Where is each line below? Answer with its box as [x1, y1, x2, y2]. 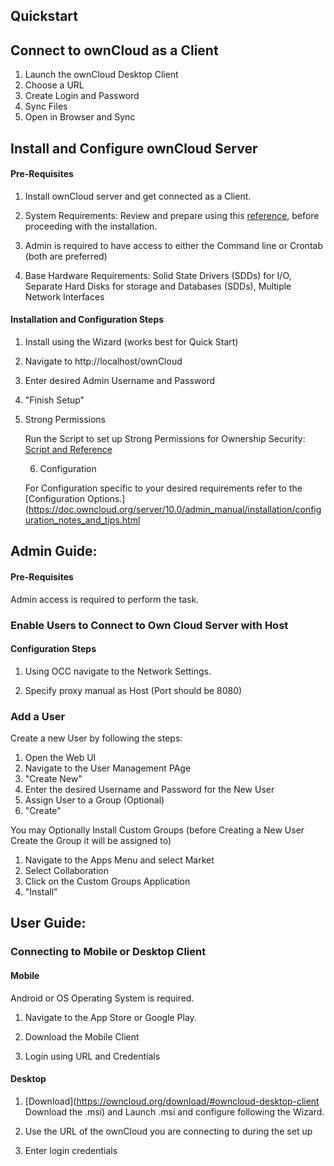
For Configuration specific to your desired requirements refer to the [24, 482, 303, 494]
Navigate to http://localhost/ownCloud [24, 355, 183, 367]
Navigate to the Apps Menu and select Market [24, 854, 215, 866]
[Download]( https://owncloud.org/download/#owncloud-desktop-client [24, 1095, 320, 1107]
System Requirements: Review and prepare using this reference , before [24, 209, 320, 221]
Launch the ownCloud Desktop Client [24, 69, 179, 81]
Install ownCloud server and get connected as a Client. [24, 190, 252, 202]
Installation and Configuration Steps [10, 314, 165, 326]
